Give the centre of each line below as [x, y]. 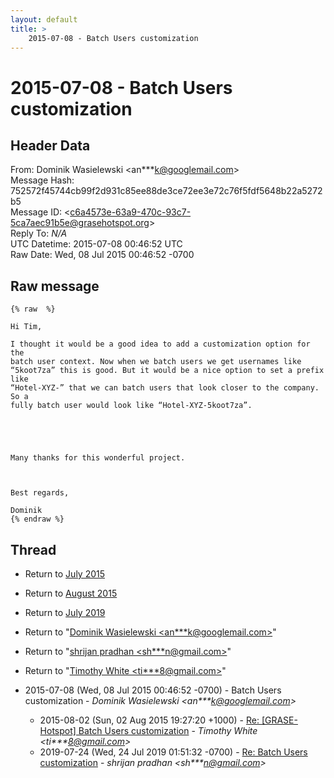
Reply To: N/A [39, 233]
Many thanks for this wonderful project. [98, 458]
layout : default [44, 19]
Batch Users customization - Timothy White [168, 730]
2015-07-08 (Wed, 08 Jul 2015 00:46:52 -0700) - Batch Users [153, 690]
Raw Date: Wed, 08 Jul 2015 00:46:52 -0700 [102, 255]
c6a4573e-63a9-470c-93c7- [130, 212]
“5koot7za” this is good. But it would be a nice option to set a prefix [167, 371]
